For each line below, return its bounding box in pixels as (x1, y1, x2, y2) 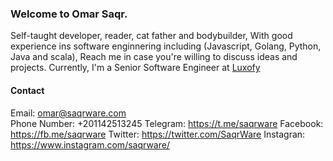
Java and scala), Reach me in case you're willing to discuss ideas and (10, 51, 298, 63)
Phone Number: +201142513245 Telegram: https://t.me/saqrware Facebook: (10, 117, 324, 129)
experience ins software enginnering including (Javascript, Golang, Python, (10, 40, 322, 52)
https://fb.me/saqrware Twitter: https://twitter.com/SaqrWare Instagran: (10, 128, 306, 140)
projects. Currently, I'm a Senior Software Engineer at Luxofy (10, 62, 261, 74)
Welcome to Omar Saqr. (10, 7, 128, 21)
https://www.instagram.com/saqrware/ (10, 138, 170, 151)
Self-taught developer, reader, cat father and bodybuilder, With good (10, 30, 293, 42)
